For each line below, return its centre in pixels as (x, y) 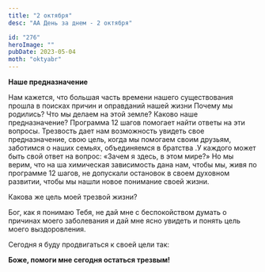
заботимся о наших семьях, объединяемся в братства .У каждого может (132, 148)
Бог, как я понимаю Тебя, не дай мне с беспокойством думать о (117, 212)
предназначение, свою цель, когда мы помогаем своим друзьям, (120, 139)
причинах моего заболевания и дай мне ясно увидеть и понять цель (125, 220)
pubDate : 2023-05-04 (42, 52)
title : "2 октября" (40, 15)
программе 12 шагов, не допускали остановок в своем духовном (119, 173)
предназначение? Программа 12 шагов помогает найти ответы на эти (127, 123)
